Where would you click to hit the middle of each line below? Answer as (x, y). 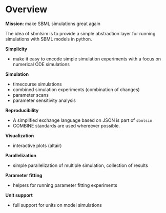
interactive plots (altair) (37, 145)
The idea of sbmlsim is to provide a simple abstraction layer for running (80, 33)
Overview (26, 9)
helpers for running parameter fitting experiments (65, 185)
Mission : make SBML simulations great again (53, 24)
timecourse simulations (37, 84)
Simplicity (16, 49)
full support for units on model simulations (57, 205)
